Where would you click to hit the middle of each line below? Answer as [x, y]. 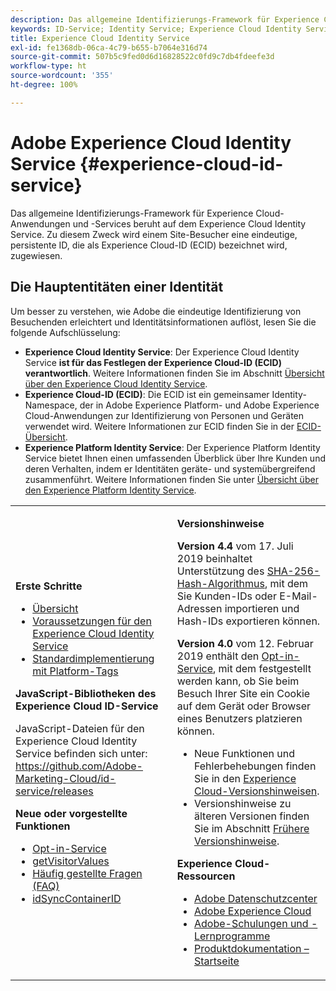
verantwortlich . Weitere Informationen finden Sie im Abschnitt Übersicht [174, 373]
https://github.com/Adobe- [79, 766]
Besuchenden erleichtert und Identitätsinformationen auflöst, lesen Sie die [163, 322]
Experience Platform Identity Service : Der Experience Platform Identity [172, 447]
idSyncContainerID [77, 898]
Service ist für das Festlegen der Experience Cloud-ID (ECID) [153, 362]
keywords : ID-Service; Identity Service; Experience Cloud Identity [156, 29]
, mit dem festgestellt [262, 668]
